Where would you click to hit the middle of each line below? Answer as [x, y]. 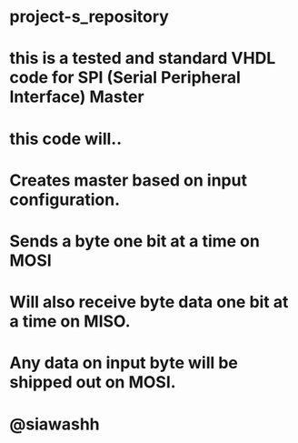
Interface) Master [77, 97]
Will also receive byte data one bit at [149, 302]
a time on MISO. [70, 322]
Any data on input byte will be [124, 363]
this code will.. [66, 139]
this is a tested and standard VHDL [143, 59]
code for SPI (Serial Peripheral [125, 78]
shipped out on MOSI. [93, 383]
